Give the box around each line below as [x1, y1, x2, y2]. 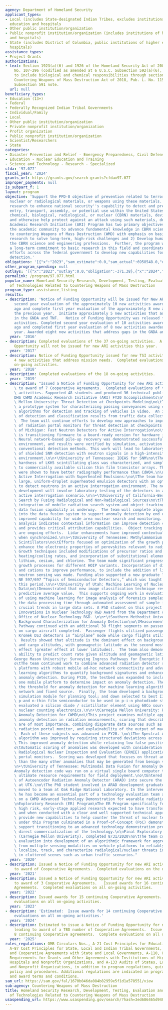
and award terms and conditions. [9, 974, 79, 979]
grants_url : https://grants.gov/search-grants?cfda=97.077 [5, 175, 131, 181]
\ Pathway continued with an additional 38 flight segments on [14, 624, 149, 629]
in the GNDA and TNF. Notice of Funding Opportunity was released [14, 315, 160, 320]
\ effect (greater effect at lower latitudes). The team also [14, 647, 149, 652]
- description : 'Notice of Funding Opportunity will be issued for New [5, 297, 157, 302]
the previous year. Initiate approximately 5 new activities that [14, 311, 157, 316]
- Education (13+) [5, 96, 43, 101]
